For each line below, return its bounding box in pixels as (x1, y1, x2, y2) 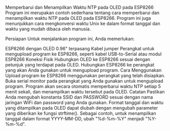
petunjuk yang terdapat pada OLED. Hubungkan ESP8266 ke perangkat (5, 62, 155, 68)
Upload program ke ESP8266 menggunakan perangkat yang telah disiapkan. (5, 73, 165, 78)
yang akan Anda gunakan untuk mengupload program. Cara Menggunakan (5, 67, 162, 73)
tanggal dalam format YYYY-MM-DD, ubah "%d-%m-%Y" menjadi (5, 116, 145, 121)
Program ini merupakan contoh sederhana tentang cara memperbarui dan (5, 10, 160, 16)
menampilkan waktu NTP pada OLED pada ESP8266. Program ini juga (5, 15, 151, 21)
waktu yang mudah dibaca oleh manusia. (5, 26, 91, 32)
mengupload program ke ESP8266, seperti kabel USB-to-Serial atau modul (5, 51, 162, 57)
